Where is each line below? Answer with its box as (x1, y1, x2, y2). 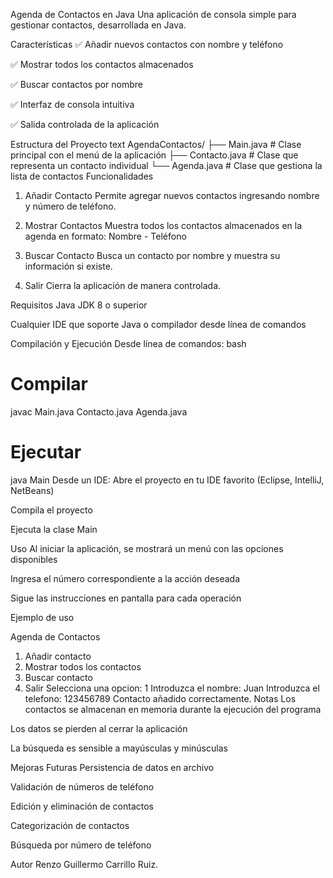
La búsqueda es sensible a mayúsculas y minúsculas (10, 742, 228, 754)
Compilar (10, 373, 88, 396)
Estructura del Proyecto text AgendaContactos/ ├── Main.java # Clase (10, 139, 302, 150)
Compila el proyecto (10, 504, 93, 516)
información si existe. (24, 260, 113, 272)
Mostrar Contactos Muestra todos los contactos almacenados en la (24, 220, 303, 231)
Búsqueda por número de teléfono (10, 839, 152, 851)
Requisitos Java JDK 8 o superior (10, 299, 148, 311)
